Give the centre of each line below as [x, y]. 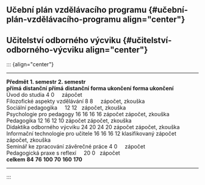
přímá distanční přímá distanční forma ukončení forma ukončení [90, 88]
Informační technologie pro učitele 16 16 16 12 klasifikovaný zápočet [92, 134]
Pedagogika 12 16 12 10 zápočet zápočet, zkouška [69, 120]
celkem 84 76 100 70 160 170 [44, 159]
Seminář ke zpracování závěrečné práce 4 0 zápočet [76, 147]
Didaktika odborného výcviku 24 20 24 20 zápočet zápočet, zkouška [93, 127]
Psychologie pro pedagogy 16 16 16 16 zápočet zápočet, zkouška [88, 114]
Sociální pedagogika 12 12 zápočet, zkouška [66, 108]
